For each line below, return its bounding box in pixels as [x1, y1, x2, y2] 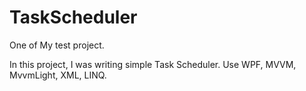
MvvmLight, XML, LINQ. [9, 69, 107, 81]
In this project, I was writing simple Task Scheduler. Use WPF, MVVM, [9, 58, 297, 70]
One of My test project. [9, 39, 105, 51]
